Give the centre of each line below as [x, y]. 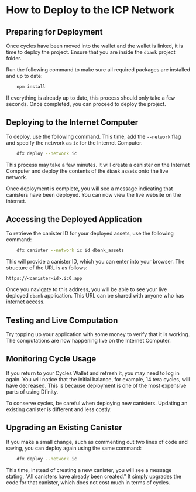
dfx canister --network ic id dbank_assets [71, 250]
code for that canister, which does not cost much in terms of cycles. [88, 482]
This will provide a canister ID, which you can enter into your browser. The [95, 262]
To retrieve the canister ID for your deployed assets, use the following [90, 233]
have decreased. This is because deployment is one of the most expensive [96, 385]
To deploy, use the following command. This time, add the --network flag [94, 136]
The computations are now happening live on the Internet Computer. [88, 341]
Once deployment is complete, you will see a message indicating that [90, 189]
